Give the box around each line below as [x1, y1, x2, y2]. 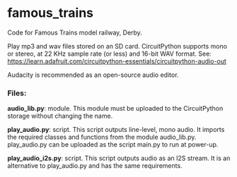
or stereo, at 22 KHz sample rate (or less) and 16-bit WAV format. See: [7, 49, 212, 58]
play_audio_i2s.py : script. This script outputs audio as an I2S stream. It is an [7, 154, 231, 163]
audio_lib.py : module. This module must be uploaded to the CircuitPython [7, 104, 224, 113]
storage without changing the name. [7, 111, 113, 121]
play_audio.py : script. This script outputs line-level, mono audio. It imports [7, 126, 225, 134]
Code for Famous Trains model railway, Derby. [7, 28, 143, 37]
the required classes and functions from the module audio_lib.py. [7, 133, 197, 142]
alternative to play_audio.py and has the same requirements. [7, 161, 183, 170]
